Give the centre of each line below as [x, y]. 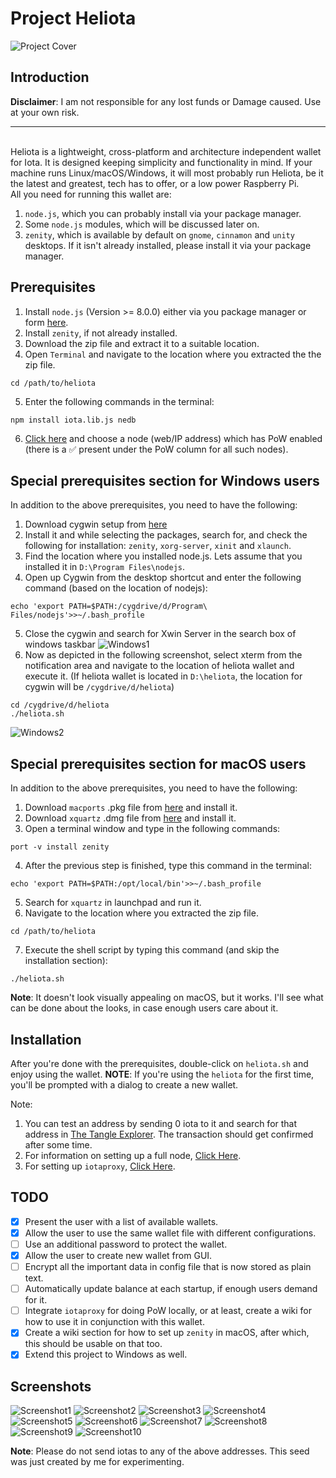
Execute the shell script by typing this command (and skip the [152, 950]
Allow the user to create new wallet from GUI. [118, 1255]
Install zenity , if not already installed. [101, 333]
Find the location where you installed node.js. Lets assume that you [163, 556]
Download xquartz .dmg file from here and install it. [130, 818]
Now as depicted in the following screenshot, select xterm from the [163, 655]
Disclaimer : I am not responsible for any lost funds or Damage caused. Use [166, 101]
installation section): [66, 961]
